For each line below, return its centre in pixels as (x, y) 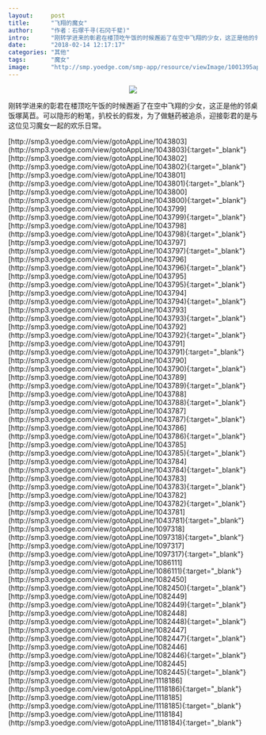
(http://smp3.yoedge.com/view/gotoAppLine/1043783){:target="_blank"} (127, 486)
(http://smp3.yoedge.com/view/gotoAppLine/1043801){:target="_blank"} (127, 183)
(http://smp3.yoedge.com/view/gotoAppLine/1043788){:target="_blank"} (127, 402)
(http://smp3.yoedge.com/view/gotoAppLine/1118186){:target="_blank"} (125, 689)
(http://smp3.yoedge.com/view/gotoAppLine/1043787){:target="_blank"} (127, 419)
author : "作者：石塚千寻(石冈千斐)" (69, 30)
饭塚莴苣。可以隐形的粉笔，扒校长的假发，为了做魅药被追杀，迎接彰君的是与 (133, 115)
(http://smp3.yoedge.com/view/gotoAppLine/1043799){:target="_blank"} (127, 217)
